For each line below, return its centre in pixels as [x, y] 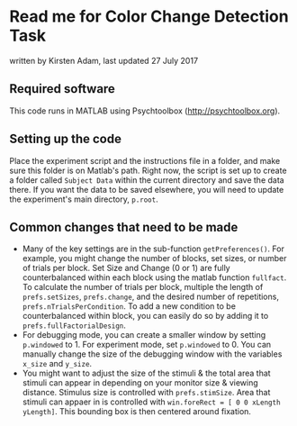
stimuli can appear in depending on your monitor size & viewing [140, 383]
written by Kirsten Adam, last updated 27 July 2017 [104, 60]
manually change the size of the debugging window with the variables [152, 354]
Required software [62, 89]
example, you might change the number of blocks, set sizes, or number [154, 258]
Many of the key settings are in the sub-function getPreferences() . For [153, 249]
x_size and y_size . [57, 364]
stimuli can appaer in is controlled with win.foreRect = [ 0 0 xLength [151, 402]
